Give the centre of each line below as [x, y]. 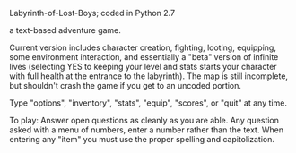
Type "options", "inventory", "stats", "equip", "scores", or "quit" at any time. [148, 103]
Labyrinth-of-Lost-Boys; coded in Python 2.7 [92, 13]
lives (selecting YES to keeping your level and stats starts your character [143, 67]
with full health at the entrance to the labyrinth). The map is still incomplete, [149, 76]
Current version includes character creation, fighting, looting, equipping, [143, 47]
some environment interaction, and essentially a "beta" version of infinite [144, 57]
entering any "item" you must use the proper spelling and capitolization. [142, 139]
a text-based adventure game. [65, 30]
